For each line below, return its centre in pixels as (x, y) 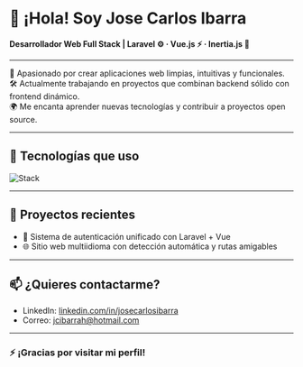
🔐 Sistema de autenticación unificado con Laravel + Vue (127, 236)
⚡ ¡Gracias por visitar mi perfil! (78, 353)
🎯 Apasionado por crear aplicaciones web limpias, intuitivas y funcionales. (147, 73)
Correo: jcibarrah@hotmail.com (81, 320)
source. (23, 119)
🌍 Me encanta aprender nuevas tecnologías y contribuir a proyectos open (147, 106)
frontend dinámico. (45, 96)
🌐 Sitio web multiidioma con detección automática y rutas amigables (150, 246)
